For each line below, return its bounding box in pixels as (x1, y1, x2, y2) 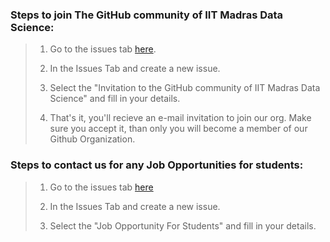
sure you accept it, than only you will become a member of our (49, 123, 308, 135)
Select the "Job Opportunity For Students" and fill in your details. (49, 219, 317, 232)
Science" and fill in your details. (49, 93, 181, 105)
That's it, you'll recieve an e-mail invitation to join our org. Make (49, 112, 312, 124)
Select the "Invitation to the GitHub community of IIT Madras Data (49, 82, 321, 94)
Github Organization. (49, 133, 136, 145)
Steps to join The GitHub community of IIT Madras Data (10, 8, 284, 22)
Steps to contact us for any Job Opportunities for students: (10, 158, 304, 172)
